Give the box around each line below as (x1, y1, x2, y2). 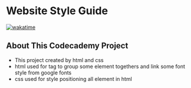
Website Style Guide (6, 4, 108, 18)
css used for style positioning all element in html (14, 75, 133, 82)
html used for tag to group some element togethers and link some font (14, 63, 186, 70)
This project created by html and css (14, 56, 104, 63)
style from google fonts (14, 69, 72, 76)
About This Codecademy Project (6, 41, 129, 51)
